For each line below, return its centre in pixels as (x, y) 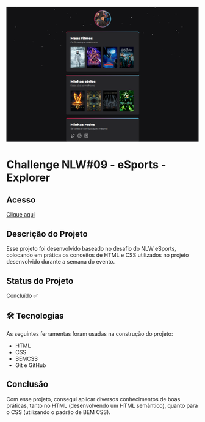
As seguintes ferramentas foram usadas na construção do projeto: (90, 333)
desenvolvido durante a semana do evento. (60, 262)
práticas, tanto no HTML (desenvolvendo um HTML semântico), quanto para (102, 405)
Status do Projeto (40, 281)
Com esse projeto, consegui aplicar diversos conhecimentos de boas (93, 399)
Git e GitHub (31, 365)
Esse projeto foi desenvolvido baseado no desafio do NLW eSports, (92, 249)
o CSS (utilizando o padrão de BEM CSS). (59, 412)
